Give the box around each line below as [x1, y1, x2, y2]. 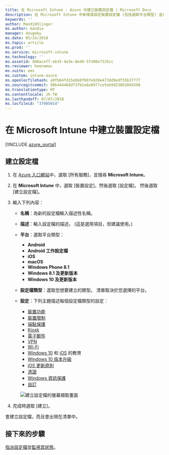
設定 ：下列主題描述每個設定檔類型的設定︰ [20, 298, 109, 304]
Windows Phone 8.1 [27, 264, 69, 270]
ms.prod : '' [5, 45, 30, 50]
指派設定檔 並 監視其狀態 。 [5, 444, 58, 450]
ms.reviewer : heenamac [5, 64, 53, 69]
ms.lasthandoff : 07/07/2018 [5, 96, 64, 101]
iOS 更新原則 [27, 362, 54, 368]
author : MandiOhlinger [5, 21, 53, 27]
